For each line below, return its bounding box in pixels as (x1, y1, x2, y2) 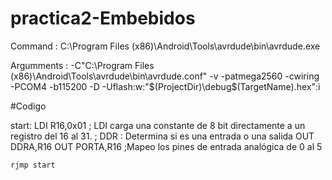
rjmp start (10, 160, 56, 170)
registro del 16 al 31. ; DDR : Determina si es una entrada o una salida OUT (10, 130, 315, 142)
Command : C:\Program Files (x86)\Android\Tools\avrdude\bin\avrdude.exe (10, 40, 321, 52)
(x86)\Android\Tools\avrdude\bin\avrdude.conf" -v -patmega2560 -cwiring (10, 70, 320, 82)
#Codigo (10, 100, 47, 112)
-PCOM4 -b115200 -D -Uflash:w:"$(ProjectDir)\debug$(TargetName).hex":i (10, 80, 321, 92)
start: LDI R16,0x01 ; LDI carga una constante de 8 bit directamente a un (10, 119, 306, 131)
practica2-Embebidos (10, 7, 196, 30)
